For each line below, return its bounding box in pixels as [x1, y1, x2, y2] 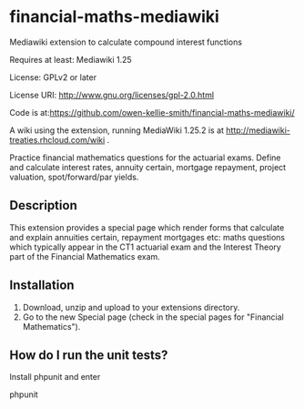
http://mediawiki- [226, 125, 291, 136]
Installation [9, 278, 75, 293]
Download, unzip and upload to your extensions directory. [22, 302, 240, 312]
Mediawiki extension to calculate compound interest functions [9, 36, 243, 47]
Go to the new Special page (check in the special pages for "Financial [22, 312, 284, 322]
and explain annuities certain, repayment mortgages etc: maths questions [9, 231, 285, 242]
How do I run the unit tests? [9, 347, 168, 363]
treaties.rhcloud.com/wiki [9, 134, 106, 145]
